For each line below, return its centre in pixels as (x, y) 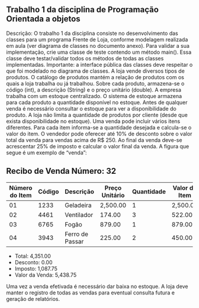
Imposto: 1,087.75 (36, 268)
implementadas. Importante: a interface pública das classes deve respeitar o (99, 64)
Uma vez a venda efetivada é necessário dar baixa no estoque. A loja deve (97, 286)
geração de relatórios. (33, 299)
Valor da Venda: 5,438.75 (46, 275)
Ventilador (79, 215)
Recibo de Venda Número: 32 (61, 171)
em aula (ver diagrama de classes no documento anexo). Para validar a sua (98, 46)
